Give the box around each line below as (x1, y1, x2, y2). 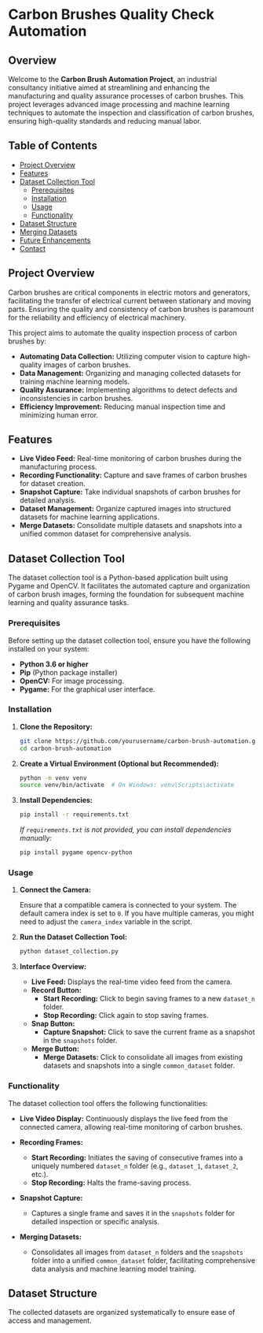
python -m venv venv (19, 774, 87, 782)
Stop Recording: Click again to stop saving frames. (42, 1011, 209, 1020)
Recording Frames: (19, 1137, 84, 1147)
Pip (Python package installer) (19, 667, 118, 677)
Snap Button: (31, 1019, 75, 1029)
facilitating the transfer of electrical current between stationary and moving (8, 295, 251, 305)
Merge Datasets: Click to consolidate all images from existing (42, 1053, 243, 1062)
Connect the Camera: (19, 885, 92, 895)
